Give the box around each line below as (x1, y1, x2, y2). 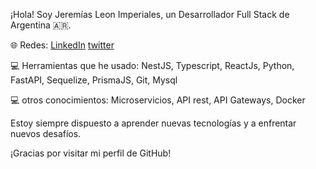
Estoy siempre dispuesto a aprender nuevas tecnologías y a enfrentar (10, 117, 297, 129)
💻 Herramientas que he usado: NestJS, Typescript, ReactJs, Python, (10, 60, 295, 71)
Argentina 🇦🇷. (10, 19, 72, 31)
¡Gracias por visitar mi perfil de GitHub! (10, 147, 172, 159)
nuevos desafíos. (10, 128, 82, 139)
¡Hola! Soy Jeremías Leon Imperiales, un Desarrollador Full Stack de (10, 9, 290, 20)
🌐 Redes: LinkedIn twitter (10, 39, 115, 51)
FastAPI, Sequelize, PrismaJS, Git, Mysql (10, 74, 178, 86)
